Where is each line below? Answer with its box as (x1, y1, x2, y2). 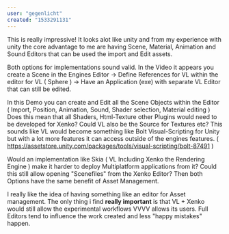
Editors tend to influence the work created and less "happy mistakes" (7, 211, 203, 220)
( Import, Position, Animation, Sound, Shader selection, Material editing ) (7, 105, 211, 114)
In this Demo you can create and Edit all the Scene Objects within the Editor (7, 98, 220, 106)
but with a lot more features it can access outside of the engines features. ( (7, 134, 219, 142)
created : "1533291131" (7, 16, 72, 23)
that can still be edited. (7, 85, 72, 93)
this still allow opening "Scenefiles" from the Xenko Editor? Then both (7, 169, 203, 178)
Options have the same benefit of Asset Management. (7, 177, 159, 185)
